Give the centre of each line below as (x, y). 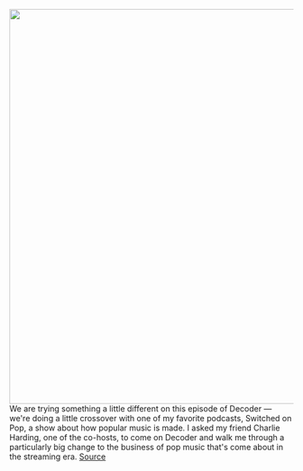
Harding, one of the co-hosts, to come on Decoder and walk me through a (147, 437)
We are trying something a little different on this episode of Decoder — (141, 409)
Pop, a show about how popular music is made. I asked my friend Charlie (145, 428)
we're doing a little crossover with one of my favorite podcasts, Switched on (151, 418)
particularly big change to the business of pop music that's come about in (147, 447)
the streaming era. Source (58, 457)
